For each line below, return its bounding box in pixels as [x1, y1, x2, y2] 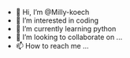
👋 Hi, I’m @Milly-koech [15, 8, 90, 16]
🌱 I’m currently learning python [15, 24, 117, 33]
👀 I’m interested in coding [15, 16, 99, 25]
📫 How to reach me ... [15, 42, 89, 50]
